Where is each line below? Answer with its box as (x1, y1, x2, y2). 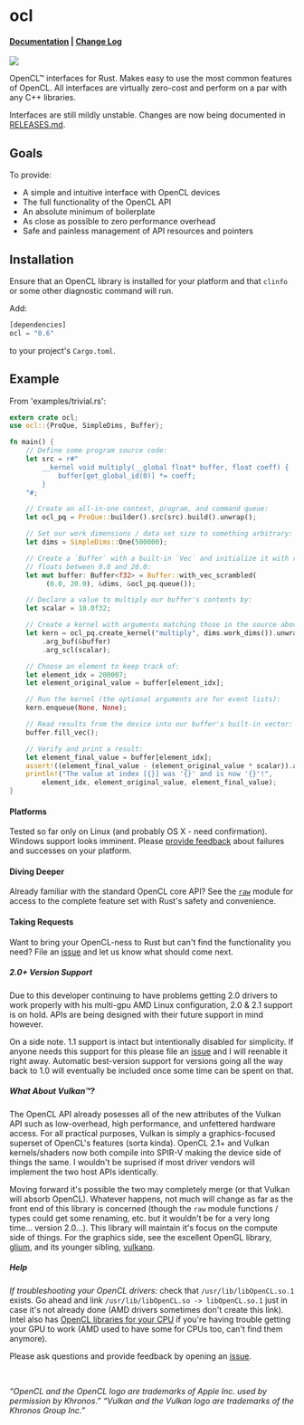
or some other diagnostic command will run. (9, 286, 174, 297)
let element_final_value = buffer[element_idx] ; (25, 753, 213, 762)
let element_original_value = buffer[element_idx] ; (25, 679, 224, 688)
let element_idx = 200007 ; (25, 670, 128, 679)
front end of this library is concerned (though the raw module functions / (9, 1202, 279, 1213)
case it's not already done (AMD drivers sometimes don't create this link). (9, 1304, 284, 1315)
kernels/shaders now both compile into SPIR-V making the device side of (9, 1146, 282, 1158)
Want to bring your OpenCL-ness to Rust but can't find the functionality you (9, 936, 291, 947)
